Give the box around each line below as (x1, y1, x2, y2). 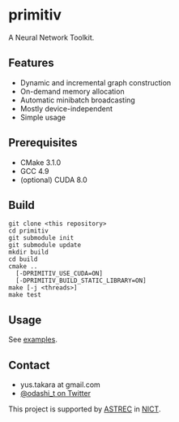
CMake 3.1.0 (19, 157, 62, 167)
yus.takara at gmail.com (19, 380, 101, 389)
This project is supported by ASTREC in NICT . (8, 404, 161, 414)
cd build (8, 255, 38, 263)
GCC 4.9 (19, 166, 49, 176)
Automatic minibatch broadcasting (19, 95, 135, 105)
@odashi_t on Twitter (19, 389, 92, 398)
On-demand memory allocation (19, 86, 125, 96)
